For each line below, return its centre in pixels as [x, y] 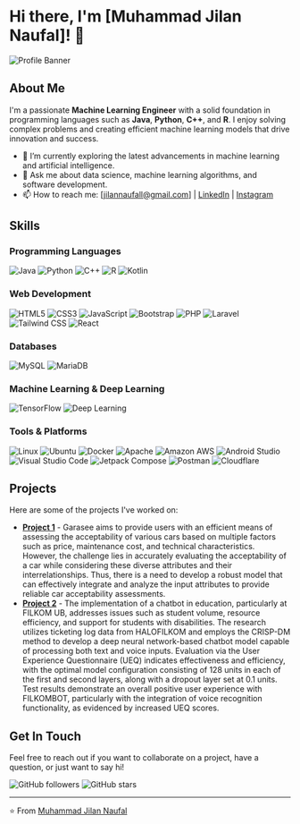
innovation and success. [54, 138]
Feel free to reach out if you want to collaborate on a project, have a [134, 758]
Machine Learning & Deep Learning [87, 388]
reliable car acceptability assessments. [94, 594]
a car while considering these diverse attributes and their [127, 565]
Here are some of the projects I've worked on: [94, 510]
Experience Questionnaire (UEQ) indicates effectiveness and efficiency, [154, 660]
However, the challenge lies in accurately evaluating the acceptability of [154, 556]
